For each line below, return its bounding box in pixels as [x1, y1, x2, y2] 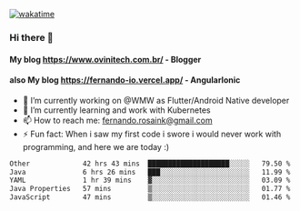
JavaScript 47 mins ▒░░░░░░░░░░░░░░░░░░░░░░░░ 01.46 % [9, 193, 291, 202]
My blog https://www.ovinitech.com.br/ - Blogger [9, 54, 202, 65]
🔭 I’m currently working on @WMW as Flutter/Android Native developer [22, 95, 290, 105]
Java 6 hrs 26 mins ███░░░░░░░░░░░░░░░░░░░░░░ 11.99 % [9, 167, 291, 176]
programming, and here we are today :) [22, 141, 170, 152]
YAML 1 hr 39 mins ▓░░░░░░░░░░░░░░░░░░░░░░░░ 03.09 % [9, 176, 291, 186]
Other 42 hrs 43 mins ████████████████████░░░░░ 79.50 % [9, 159, 291, 168]
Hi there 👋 [9, 31, 55, 44]
